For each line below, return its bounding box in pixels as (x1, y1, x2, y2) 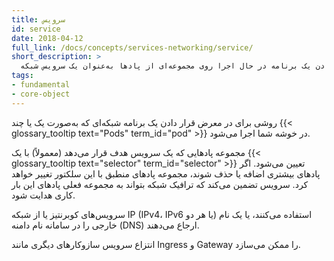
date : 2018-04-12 (11, 33, 84, 43)
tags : (11, 71, 34, 81)
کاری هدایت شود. (11, 189, 76, 201)
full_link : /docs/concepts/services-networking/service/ (11, 42, 254, 53)
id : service (11, 24, 61, 34)
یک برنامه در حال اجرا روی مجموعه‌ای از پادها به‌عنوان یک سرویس (42, 61, 312, 71)
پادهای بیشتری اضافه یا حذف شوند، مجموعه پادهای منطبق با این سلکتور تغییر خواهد (11, 167, 321, 180)
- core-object (11, 89, 71, 99)
